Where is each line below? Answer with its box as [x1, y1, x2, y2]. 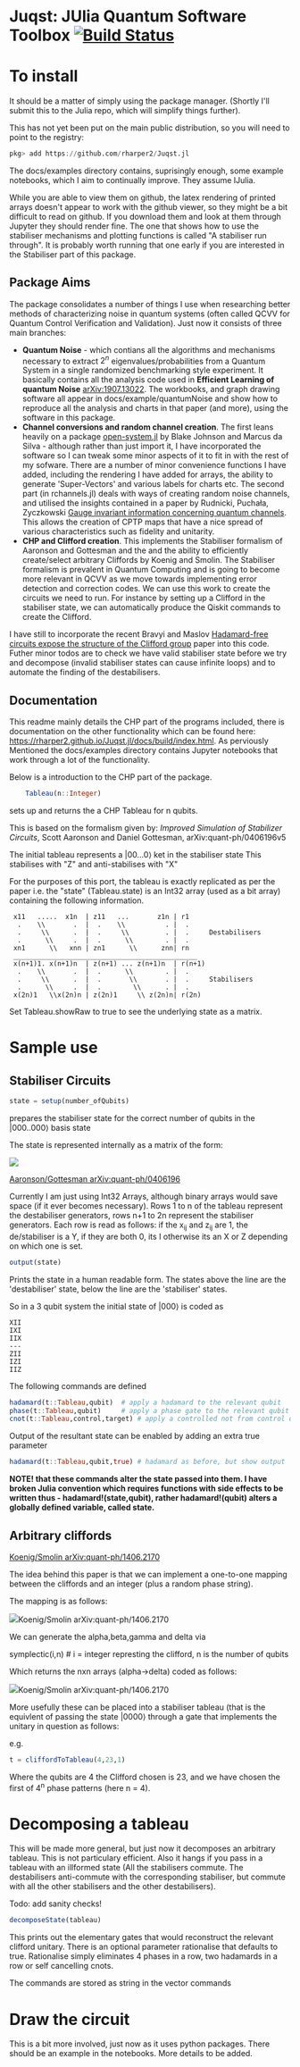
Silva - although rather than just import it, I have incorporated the [21, 440, 262, 452]
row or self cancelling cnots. [9, 1961, 114, 1971]
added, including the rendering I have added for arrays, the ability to [21, 469, 274, 480]
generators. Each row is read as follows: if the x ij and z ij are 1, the [9, 1219, 248, 1232]
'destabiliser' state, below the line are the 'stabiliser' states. [9, 1284, 228, 1294]
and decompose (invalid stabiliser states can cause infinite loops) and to [9, 657, 276, 668]
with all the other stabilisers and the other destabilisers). [9, 1881, 216, 1892]
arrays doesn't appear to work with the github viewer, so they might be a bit [9, 202, 288, 212]
